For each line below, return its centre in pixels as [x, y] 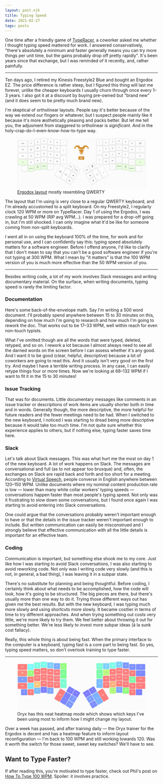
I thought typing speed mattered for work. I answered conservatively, [74, 45]
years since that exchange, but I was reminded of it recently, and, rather [77, 61]
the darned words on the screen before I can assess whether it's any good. [80, 350]
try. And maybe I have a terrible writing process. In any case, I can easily [78, 366]
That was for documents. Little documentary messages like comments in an [81, 399]
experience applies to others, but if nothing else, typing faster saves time [78, 430]
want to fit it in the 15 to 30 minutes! [41, 376]
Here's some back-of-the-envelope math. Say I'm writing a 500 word [74, 310]
